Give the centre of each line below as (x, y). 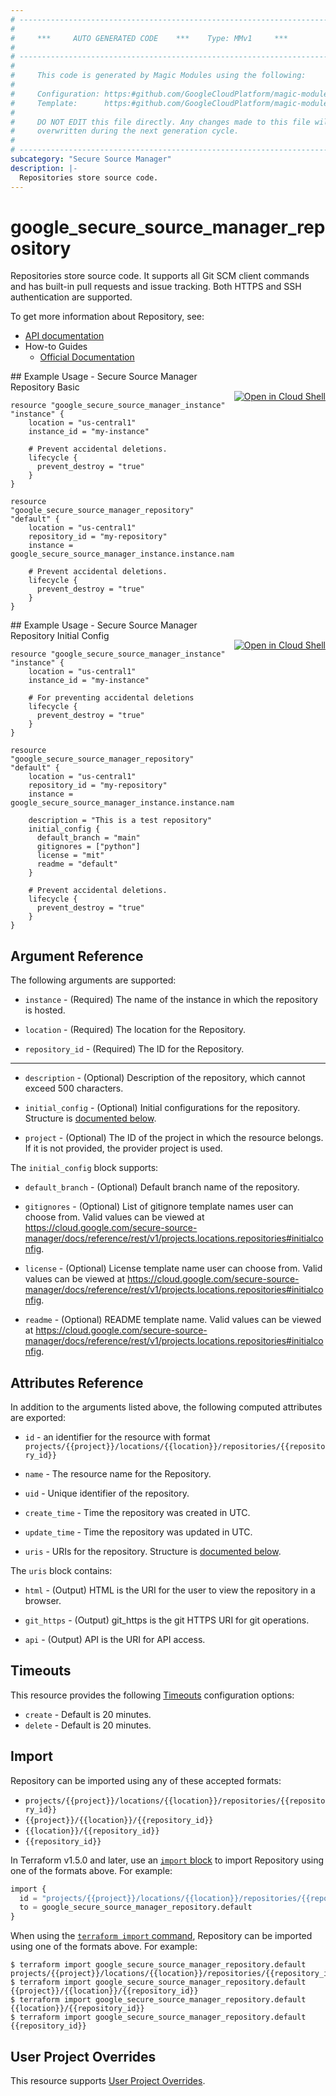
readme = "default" (77, 864)
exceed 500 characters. (74, 1088)
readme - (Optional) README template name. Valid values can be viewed (173, 1320)
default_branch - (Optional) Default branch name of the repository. (162, 1187)
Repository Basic (45, 387)
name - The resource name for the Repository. (118, 1474)
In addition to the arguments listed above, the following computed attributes (166, 1407)
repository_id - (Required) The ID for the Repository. (134, 1049)
